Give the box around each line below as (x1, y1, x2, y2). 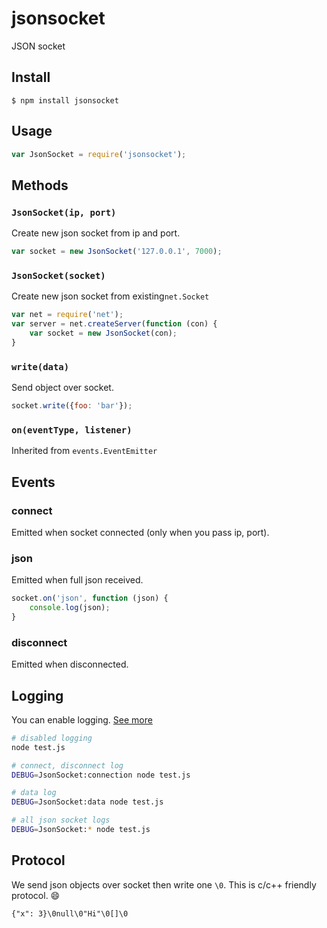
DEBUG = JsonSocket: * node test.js (11, 825, 151, 835)
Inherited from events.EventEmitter (11, 445, 158, 457)
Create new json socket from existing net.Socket (11, 290, 210, 302)
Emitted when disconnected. (11, 658, 129, 671)
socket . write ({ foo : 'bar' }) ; (11, 401, 133, 411)
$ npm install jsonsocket (11, 95, 119, 106)
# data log (11, 788, 57, 798)
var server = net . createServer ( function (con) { (11, 319, 218, 329)
